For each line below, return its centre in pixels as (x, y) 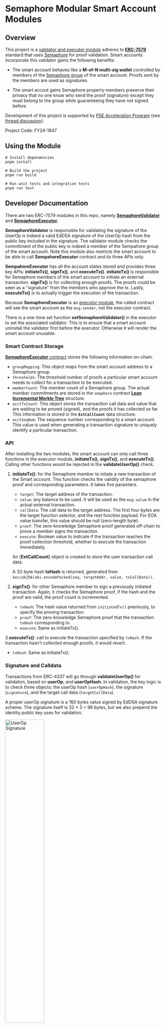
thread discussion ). (25, 121)
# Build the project (27, 171)
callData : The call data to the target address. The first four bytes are (90, 510)
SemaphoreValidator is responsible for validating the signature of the (76, 230)
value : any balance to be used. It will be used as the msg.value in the (89, 500)
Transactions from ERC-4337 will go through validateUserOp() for (73, 676)
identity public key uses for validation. (44, 712)
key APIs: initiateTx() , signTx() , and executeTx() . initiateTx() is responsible (82, 271)
